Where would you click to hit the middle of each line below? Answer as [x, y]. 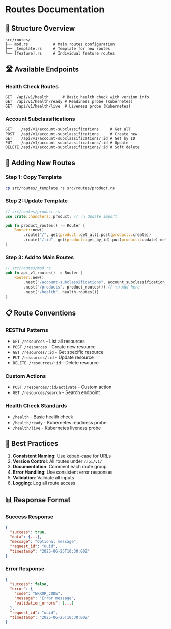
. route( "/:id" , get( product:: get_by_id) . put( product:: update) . [92, 240]
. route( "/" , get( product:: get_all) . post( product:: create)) [88, 235]
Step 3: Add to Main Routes [40, 257]
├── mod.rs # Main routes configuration [60, 44]
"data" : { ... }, [26, 537]
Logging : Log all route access [44, 483]
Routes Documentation [55, 9]
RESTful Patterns [27, 330]
